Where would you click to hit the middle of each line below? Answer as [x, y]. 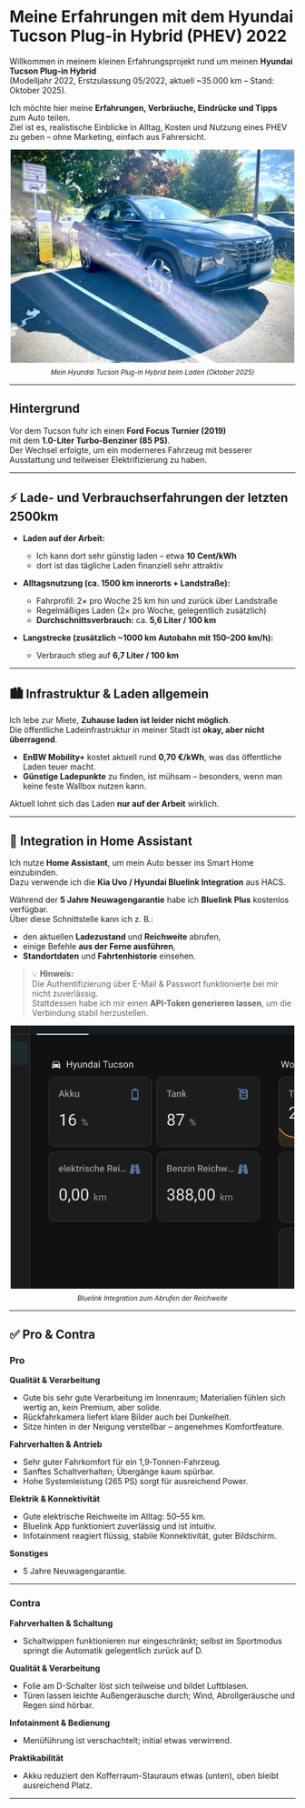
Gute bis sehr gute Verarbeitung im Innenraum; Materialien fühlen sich [154, 1398]
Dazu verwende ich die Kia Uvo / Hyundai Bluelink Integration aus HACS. [148, 882]
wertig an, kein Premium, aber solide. [92, 1408]
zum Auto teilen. [40, 117]
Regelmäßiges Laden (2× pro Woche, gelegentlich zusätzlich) [151, 610]
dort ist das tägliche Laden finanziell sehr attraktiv [130, 566]
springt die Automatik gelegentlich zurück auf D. [113, 1650]
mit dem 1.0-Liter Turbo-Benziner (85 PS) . [90, 440]
